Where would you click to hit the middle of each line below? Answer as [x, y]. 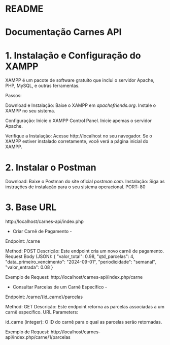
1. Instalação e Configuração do [73, 55]
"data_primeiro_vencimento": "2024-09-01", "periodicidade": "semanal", [81, 262]
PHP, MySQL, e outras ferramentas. [42, 86]
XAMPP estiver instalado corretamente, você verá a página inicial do [77, 141]
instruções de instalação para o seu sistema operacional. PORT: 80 [75, 187]
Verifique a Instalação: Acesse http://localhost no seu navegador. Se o [79, 136]
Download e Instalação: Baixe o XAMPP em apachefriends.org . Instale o [81, 105]
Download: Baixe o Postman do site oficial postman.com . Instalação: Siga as [85, 182]
